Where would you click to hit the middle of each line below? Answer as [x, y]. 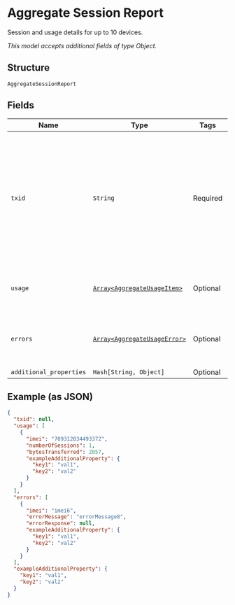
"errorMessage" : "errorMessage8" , [76, 517]
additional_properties [48, 372]
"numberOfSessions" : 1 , [60, 446]
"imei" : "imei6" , [51, 511]
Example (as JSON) [50, 397]
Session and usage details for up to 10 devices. [75, 32]
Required [208, 198]
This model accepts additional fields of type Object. [82, 45]
